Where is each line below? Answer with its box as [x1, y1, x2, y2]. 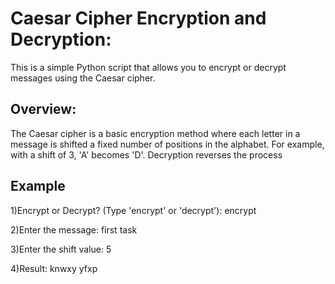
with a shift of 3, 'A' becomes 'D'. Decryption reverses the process [10, 148, 283, 161]
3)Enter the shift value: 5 [10, 243, 112, 255]
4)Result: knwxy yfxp [10, 262, 98, 274]
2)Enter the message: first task [10, 223, 138, 236]
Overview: [10, 101, 77, 118]
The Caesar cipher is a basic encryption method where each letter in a [10, 127, 301, 139]
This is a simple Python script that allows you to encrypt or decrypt [10, 61, 287, 73]
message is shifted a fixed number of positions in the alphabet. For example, [10, 138, 325, 150]
